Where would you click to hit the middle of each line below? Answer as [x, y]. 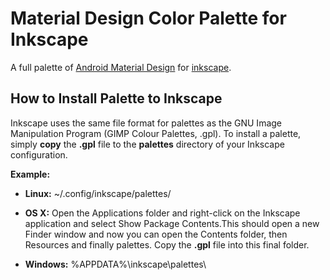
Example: [30, 174]
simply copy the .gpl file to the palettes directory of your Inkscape [147, 144]
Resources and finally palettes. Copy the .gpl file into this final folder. [167, 244]
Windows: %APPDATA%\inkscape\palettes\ [115, 264]
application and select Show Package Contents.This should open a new [172, 223]
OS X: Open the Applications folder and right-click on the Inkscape [162, 213]
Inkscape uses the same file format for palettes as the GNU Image [146, 123]
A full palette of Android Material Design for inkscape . [121, 67]
